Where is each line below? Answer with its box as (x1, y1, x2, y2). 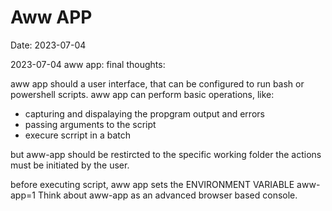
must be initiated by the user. (10, 159, 130, 171)
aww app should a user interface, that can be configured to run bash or (10, 77, 305, 90)
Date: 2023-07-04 (10, 39, 87, 51)
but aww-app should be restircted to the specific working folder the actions (10, 148, 322, 160)
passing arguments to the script (24, 118, 157, 130)
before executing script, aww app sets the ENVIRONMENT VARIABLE (10, 178, 295, 190)
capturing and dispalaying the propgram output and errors (24, 107, 265, 120)
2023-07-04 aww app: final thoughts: (10, 58, 166, 70)
